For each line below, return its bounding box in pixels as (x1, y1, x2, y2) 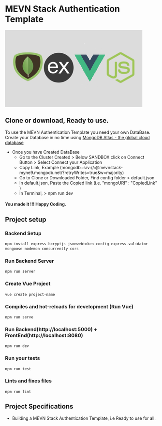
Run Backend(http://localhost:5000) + (5, 326, 98, 332)
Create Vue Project (5, 280, 51, 287)
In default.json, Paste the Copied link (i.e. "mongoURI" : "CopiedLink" (19, 180, 157, 186)
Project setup (5, 215, 47, 223)
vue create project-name (5, 292, 55, 297)
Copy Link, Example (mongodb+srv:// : (19, 164, 96, 170)
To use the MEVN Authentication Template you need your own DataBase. (5, 129, 151, 135)
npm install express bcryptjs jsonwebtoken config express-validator (5, 241, 148, 247)
